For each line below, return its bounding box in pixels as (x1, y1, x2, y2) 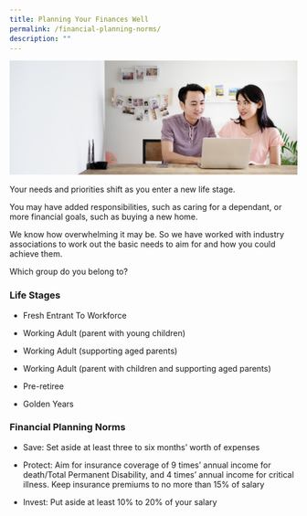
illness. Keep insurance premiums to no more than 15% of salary (22, 479, 265, 490)
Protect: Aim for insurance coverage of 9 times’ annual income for (22, 459, 271, 470)
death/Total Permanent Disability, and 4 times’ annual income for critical (22, 469, 294, 479)
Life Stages (9, 289, 61, 301)
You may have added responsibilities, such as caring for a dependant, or (9, 202, 282, 213)
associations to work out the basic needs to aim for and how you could (9, 238, 276, 250)
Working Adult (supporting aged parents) (22, 345, 178, 356)
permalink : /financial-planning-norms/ (9, 24, 162, 34)
